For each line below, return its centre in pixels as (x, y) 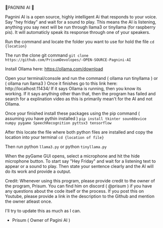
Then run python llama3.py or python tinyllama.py (56, 147)
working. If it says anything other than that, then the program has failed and (81, 94)
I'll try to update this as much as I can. (43, 211)
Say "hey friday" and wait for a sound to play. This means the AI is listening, (81, 22)
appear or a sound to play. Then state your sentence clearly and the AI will (79, 166)
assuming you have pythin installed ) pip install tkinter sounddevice (76, 118)
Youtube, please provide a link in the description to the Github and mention (80, 196)
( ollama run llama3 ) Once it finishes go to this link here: (61, 83)
